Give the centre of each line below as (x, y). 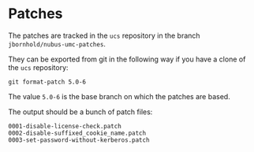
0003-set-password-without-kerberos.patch (79, 140)
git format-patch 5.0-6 (47, 82)
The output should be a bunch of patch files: (80, 112)
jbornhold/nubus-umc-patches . (57, 43)
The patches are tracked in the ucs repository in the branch (104, 35)
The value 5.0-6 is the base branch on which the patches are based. (119, 96)
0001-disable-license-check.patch (65, 126)
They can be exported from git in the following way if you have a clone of (127, 59)
